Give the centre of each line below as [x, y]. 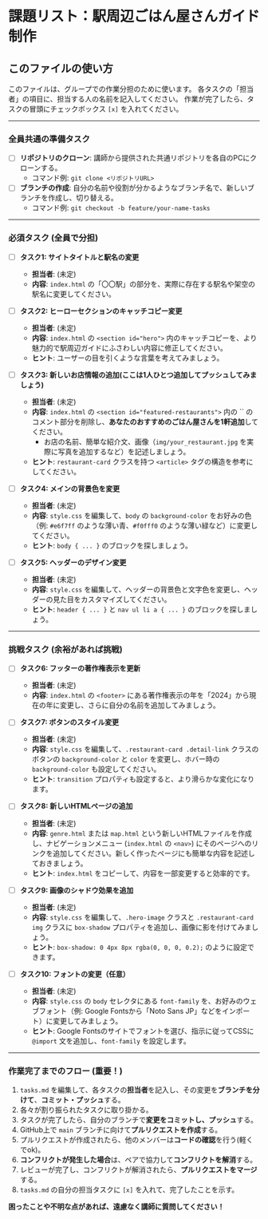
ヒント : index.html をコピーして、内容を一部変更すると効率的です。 [143, 873]
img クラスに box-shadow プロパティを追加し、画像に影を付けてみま [142, 927]
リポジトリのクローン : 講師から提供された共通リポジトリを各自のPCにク [138, 158]
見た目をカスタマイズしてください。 [112, 600]
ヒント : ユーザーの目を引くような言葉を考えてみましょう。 [128, 358]
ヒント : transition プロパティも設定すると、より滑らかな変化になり [143, 779]
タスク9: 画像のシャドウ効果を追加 [77, 890]
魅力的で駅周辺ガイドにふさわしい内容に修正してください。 [129, 347]
